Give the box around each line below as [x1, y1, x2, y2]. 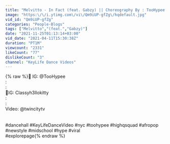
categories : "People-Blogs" [5, 21, 65, 27]
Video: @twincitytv [5, 106, 45, 112]
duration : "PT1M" [5, 41, 42, 46]
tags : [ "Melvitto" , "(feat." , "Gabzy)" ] [5, 26, 88, 32]
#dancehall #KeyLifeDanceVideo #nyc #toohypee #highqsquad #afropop [5, 122, 159, 128]
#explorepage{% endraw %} [5, 133, 66, 139]
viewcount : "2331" [5, 45, 44, 50]
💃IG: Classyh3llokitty [5, 90, 49, 96]
